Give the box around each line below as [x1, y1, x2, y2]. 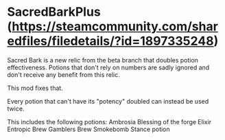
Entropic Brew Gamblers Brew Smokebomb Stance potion [7, 125, 170, 133]
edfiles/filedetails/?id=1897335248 [7, 34, 214, 49]
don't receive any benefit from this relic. [7, 70, 120, 79]
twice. [7, 104, 25, 113]
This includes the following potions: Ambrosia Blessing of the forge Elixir [7, 117, 212, 126]
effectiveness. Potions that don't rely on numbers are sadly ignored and [7, 63, 210, 71]
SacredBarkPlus [7, 4, 101, 20]
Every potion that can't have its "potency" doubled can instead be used [7, 97, 209, 105]
